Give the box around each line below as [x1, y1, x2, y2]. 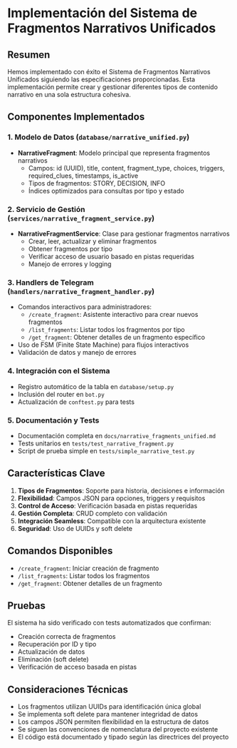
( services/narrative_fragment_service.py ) [7, 213, 155, 223]
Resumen [7, 49, 51, 61]
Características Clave [7, 467, 105, 480]
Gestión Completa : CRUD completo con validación [17, 509, 167, 517]
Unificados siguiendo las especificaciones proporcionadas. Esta [7, 75, 196, 84]
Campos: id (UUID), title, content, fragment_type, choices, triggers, [28, 163, 226, 172]
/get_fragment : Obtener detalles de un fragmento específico [28, 333, 205, 342]
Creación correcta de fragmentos [17, 632, 116, 641]
